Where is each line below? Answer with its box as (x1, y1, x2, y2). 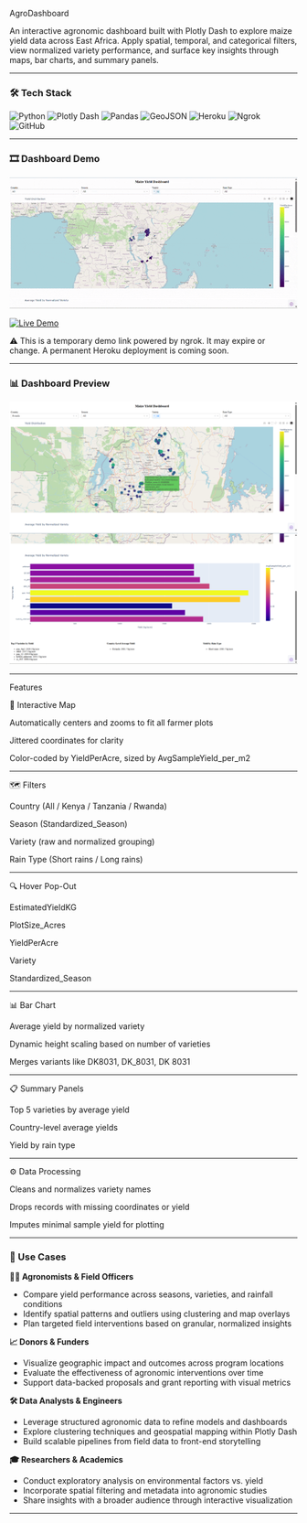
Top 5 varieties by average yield (9, 1104, 130, 1115)
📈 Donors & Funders (9, 1336, 90, 1347)
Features (9, 681, 43, 692)
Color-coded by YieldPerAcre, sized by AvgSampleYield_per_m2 (9, 752, 251, 763)
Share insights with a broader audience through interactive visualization (22, 1495, 293, 1506)
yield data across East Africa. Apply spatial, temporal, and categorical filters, (9, 36, 298, 46)
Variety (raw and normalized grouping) (9, 836, 155, 847)
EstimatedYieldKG (9, 901, 78, 913)
